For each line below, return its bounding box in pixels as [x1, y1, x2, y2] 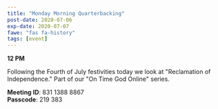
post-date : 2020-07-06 [7, 16, 72, 23]
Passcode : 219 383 [7, 95, 63, 104]
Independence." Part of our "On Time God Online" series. [7, 75, 170, 83]
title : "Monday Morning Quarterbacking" [7, 10, 126, 17]
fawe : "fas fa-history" [7, 29, 76, 36]
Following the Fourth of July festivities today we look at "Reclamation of [7, 68, 211, 76]
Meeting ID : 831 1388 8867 [7, 88, 85, 97]
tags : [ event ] [7, 36, 48, 43]
